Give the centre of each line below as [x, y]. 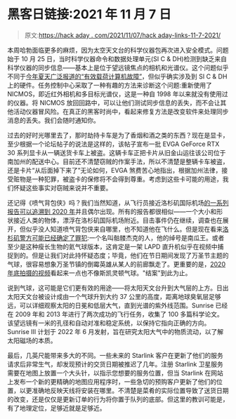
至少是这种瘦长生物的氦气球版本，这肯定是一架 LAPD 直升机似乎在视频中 [112, 246]
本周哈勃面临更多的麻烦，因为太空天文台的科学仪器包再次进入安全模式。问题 [118, 50]
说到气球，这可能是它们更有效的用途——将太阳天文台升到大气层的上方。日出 [118, 288]
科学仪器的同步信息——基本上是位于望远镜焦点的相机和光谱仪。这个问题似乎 [118, 67]
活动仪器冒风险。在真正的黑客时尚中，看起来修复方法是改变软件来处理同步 [121, 111]
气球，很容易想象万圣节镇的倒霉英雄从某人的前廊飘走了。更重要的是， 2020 [117, 264]
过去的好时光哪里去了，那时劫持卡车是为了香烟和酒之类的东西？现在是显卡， [118, 135]
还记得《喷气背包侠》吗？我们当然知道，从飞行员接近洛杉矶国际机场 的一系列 [118, 202]
